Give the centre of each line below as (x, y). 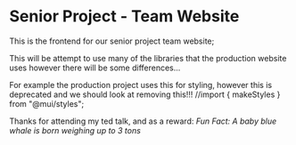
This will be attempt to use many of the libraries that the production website (148, 58)
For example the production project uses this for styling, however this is (141, 85)
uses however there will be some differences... (95, 68)
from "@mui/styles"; (47, 103)
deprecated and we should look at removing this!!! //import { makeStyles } (145, 94)
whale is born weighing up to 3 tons (75, 130)
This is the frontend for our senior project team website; (112, 41)
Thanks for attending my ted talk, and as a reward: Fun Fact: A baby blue (143, 121)
